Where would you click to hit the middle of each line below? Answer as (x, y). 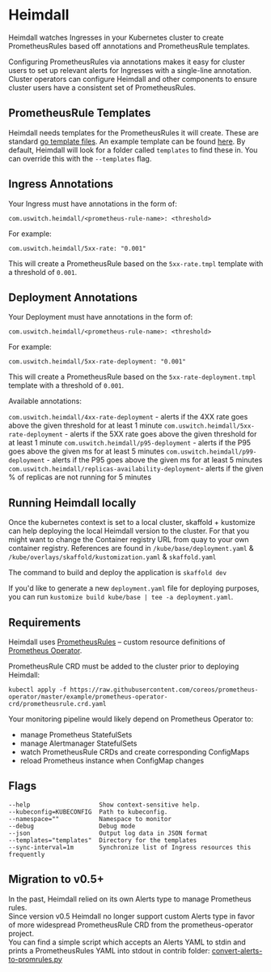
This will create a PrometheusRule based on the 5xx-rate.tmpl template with (136, 263)
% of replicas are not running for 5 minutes (80, 477)
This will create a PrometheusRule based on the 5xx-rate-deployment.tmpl (132, 377)
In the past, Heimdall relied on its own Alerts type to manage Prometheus (130, 899)
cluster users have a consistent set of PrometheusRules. (102, 88)
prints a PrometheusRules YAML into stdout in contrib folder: (109, 950)
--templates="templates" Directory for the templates (103, 840)
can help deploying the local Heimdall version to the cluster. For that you (129, 531)
